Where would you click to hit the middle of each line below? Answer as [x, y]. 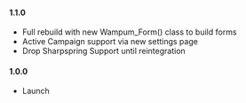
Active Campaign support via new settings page [110, 42]
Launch [36, 91]
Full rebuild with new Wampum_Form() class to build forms [129, 32]
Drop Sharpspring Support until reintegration [104, 51]
